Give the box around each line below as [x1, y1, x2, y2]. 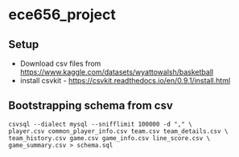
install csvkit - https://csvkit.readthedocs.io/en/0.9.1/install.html [19, 76, 231, 85]
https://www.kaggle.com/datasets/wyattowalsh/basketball [19, 67, 214, 77]
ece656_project [8, 6, 117, 24]
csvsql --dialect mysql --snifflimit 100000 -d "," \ [8, 120, 193, 128]
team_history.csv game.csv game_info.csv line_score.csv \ [8, 134, 211, 142]
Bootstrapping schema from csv [8, 99, 173, 113]
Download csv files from [19, 58, 101, 68]
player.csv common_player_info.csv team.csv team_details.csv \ [8, 127, 229, 135]
